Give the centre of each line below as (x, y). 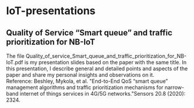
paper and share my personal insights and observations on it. (80, 75)
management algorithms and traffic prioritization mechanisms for (85, 87)
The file (15, 56)
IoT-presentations (51, 11)
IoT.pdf (15, 62)
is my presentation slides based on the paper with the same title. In (106, 62)
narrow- (174, 87)
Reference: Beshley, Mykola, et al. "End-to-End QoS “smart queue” (87, 81)
